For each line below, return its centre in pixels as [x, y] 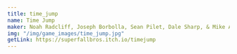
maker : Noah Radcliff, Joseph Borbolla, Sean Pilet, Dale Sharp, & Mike [116, 27]
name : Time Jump [31, 20]
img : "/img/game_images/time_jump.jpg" [66, 33]
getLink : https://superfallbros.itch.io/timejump [82, 40]
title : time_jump [33, 14]
